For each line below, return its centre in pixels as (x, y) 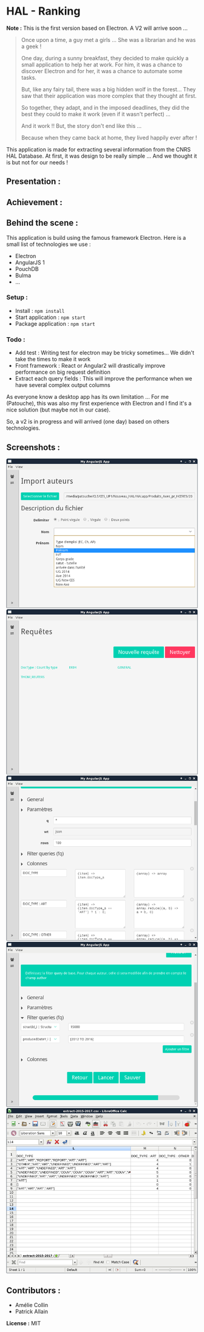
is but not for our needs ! (37, 162)
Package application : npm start (55, 323)
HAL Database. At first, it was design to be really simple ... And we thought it (102, 156)
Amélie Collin (32, 1305)
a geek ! (31, 46)
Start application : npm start (50, 317)
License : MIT (24, 1323)
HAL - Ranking (43, 11)
